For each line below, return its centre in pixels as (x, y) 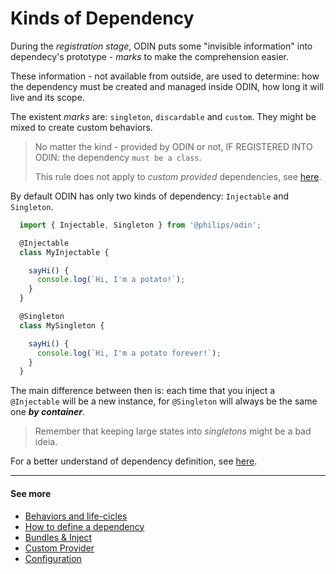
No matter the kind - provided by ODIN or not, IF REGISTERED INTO (173, 146)
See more (31, 493)
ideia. (46, 442)
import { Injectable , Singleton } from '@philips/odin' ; (140, 225)
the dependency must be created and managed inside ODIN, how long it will (167, 86)
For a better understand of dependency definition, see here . (134, 461)
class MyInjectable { (64, 252)
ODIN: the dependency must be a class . (118, 157)
